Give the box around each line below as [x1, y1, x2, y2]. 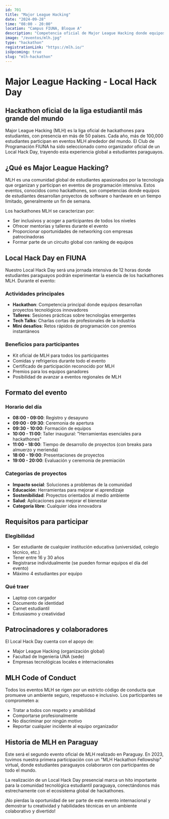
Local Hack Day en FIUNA [5, 253, 87, 262]
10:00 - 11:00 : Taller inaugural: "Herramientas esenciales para [12, 431, 142, 437]
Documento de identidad [12, 600, 64, 606]
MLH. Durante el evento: [5, 278, 56, 284]
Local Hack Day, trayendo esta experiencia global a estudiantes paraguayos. [5, 149, 164, 155]
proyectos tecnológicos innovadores [12, 307, 89, 313]
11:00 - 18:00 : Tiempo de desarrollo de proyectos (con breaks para [12, 441, 152, 447]
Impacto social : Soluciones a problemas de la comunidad [12, 481, 132, 488]
